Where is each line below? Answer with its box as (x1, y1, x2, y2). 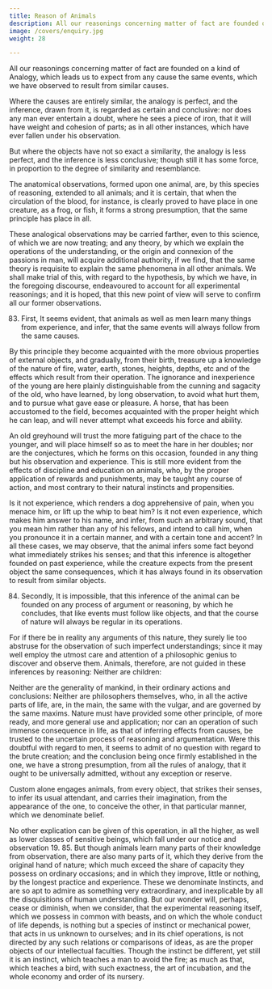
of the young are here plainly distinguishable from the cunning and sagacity (9, 381, 261, 391)
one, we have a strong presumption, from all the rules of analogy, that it (9, 760, 247, 770)
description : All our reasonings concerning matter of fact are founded (9, 19, 259, 27)
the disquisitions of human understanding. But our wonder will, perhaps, (9, 894, 249, 904)
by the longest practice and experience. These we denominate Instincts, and (9, 877, 264, 887)
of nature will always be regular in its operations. (20, 617, 182, 627)
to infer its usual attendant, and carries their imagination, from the (9, 793, 228, 803)
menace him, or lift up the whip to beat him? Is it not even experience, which (9, 507, 263, 517)
